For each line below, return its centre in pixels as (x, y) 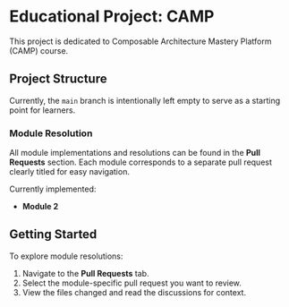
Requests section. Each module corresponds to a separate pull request (141, 162)
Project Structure (58, 79)
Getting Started (53, 235)
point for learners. (42, 110)
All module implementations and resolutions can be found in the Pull (135, 153)
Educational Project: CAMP (112, 17)
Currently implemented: (53, 189)
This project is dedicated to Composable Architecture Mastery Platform (140, 41)
